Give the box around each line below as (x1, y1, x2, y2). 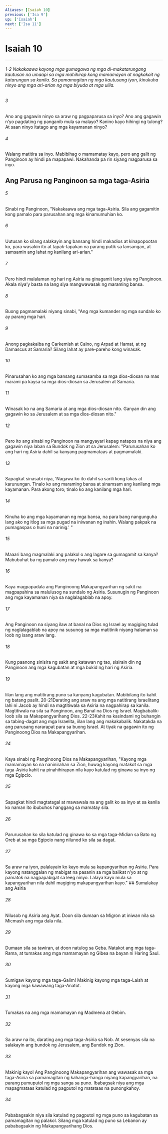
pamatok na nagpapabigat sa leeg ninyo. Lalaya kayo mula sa (5, 875, 131, 881)
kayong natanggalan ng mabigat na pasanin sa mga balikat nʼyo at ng (5, 869, 148, 875)
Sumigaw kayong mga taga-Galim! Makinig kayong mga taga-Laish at (5, 977, 148, 983)
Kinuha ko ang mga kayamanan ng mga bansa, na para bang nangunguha (5, 513, 157, 520)
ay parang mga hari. (5, 314, 46, 320)
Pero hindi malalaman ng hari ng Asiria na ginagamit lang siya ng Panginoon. (5, 276, 163, 282)
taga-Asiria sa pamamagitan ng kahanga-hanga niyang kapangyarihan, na (5, 1074, 158, 1080)
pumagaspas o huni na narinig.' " (5, 524, 73, 530)
